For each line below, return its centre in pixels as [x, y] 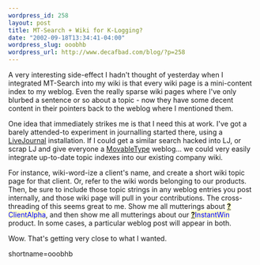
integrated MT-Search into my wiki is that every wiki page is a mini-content [130, 83]
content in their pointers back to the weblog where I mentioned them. [121, 108]
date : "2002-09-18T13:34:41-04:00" [67, 38]
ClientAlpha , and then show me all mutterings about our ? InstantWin [119, 215]
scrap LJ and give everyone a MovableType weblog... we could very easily [130, 149]
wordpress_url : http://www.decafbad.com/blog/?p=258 [97, 52]
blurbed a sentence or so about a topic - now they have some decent [121, 100]
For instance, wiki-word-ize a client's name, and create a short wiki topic [126, 172]
